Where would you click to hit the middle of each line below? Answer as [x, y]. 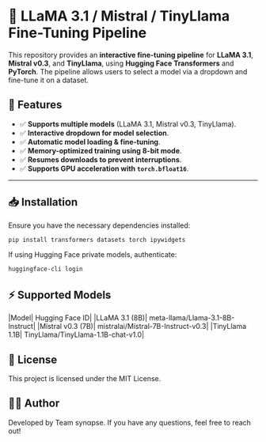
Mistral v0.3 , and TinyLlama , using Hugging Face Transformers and [121, 63]
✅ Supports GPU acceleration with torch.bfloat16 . [104, 168]
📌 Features [35, 105]
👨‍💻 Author [34, 404]
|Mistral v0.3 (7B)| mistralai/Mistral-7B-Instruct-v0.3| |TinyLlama [142, 327]
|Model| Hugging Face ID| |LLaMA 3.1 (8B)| [78, 318]
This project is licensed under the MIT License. [85, 378]
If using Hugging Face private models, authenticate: [93, 255]
